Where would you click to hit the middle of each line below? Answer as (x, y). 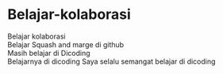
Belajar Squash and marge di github (66, 44)
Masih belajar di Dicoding (49, 53)
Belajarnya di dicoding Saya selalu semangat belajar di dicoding (111, 61)
